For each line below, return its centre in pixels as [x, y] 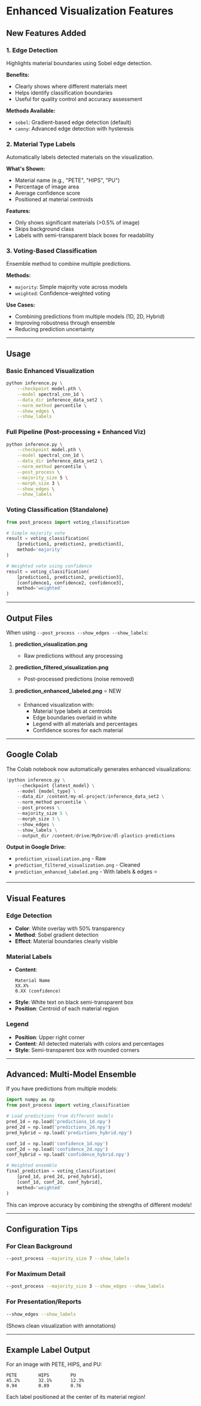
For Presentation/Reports [44, 1302]
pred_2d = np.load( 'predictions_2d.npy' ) [59, 1127]
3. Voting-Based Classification [52, 251]
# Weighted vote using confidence [49, 566]
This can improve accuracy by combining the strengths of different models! [99, 1205]
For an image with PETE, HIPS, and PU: [54, 1364]
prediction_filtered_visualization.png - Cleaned [77, 865]
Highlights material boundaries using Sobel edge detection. [79, 63]
